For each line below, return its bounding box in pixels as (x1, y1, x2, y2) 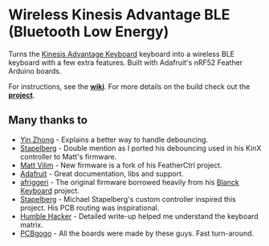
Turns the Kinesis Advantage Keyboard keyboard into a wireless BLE (8, 49, 235, 58)
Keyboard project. (19, 186, 80, 196)
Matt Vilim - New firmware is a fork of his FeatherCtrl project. (19, 160, 222, 170)
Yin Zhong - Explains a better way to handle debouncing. (19, 135, 209, 144)
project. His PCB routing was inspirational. (19, 203, 160, 212)
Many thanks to (8, 114, 88, 127)
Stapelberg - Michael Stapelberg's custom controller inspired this (19, 194, 237, 204)
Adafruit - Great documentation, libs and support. (19, 168, 184, 178)
